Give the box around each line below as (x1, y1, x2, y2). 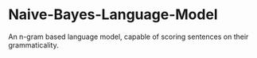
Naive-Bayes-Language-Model (8, 6, 218, 24)
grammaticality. (8, 40, 59, 49)
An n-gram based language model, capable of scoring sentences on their (8, 32, 249, 41)
